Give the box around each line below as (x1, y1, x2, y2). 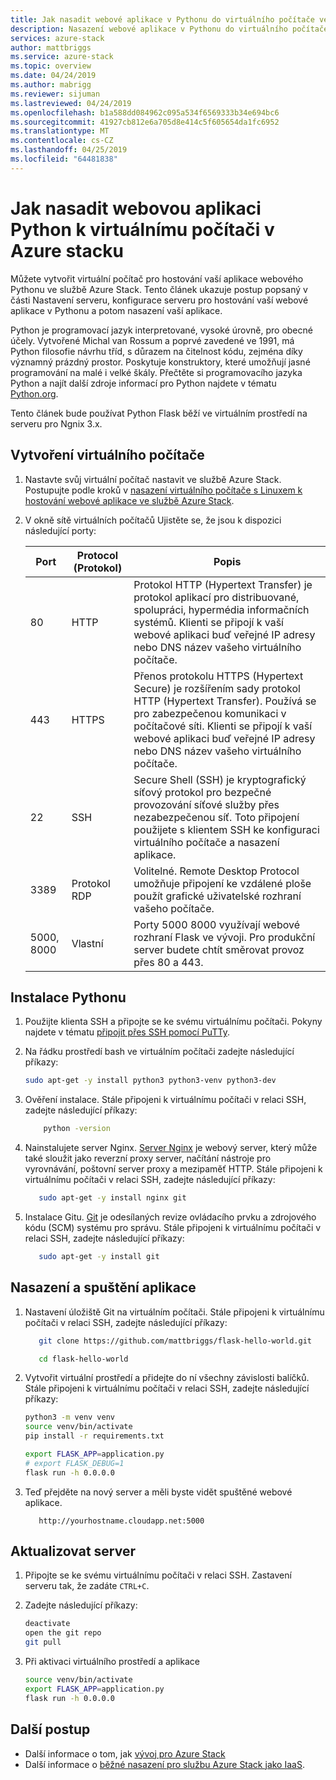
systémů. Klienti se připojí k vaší (133, 615, 284, 629)
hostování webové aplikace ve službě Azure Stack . (24, 494, 235, 506)
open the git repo (24, 1628, 102, 1638)
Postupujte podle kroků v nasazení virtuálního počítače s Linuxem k (24, 484, 303, 496)
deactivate (24, 1619, 71, 1629)
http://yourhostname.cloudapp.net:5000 (38, 1516, 205, 1526)
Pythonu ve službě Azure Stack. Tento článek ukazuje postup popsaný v (10, 283, 308, 295)
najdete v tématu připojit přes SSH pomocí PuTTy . (24, 1026, 230, 1038)
